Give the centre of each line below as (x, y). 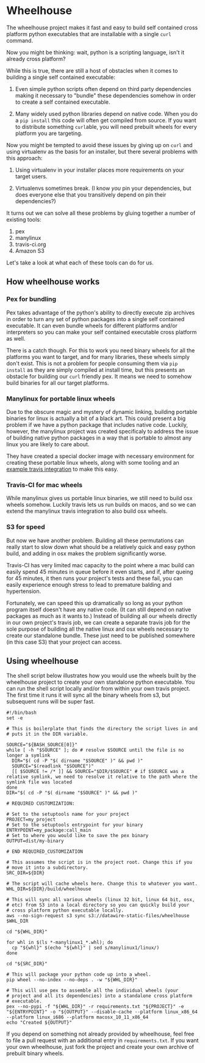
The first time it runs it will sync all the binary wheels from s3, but (88, 695)
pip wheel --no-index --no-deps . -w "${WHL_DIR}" (72, 980)
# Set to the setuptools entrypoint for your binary (75, 825)
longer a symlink (28, 756)
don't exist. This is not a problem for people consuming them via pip (92, 363)
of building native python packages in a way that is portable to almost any (99, 438)
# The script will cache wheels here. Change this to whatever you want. (102, 884)
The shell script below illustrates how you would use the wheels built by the (101, 676)
